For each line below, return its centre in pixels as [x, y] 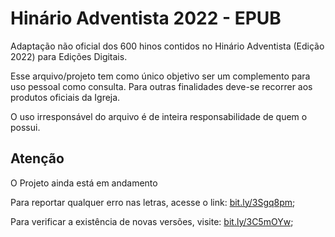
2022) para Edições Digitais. [69, 56]
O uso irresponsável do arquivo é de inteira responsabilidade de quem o [159, 116]
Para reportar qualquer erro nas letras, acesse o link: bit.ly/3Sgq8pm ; [153, 202]
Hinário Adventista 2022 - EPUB [146, 18]
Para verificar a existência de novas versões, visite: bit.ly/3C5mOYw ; [152, 221]
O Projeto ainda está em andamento [84, 183]
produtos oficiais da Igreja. [65, 97]
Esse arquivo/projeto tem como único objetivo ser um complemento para [160, 76]
